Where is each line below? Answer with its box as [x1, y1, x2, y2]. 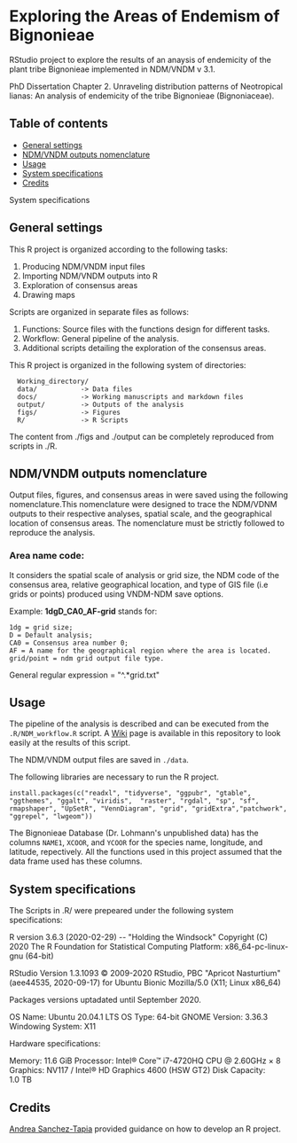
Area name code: [9, 550, 85, 562]
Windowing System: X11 [9, 1022, 96, 1032]
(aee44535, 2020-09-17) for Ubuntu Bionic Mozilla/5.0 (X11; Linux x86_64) [9, 977, 281, 988]
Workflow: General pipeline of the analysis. [21, 333, 179, 343]
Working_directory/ [17, 377, 90, 386]
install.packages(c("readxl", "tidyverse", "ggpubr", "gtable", [9, 789, 252, 798]
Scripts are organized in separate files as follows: [9, 306, 189, 317]
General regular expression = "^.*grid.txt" [9, 669, 160, 680]
